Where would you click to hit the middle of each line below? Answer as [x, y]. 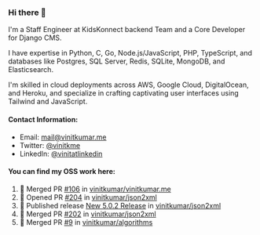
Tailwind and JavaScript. [48, 102]
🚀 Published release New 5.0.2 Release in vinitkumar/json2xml [120, 205]
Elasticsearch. [31, 70]
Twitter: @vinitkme [50, 145]
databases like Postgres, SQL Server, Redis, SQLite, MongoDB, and [117, 61]
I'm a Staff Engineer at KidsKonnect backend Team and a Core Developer [127, 30]
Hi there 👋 [27, 13]
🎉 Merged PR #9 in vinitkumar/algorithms [86, 222]
